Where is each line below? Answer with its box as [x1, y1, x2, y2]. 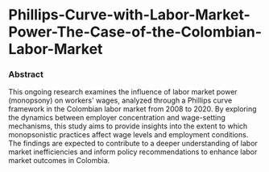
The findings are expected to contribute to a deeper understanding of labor [8, 139, 258, 149]
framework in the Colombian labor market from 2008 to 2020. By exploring [8, 104, 257, 114]
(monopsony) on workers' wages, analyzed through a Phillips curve [8, 95, 233, 106]
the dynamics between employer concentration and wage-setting [8, 113, 226, 123]
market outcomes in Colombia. [8, 156, 110, 166]
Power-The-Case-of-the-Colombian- [8, 23, 263, 41]
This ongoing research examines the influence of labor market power [8, 87, 238, 97]
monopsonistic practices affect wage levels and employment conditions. [8, 130, 249, 140]
